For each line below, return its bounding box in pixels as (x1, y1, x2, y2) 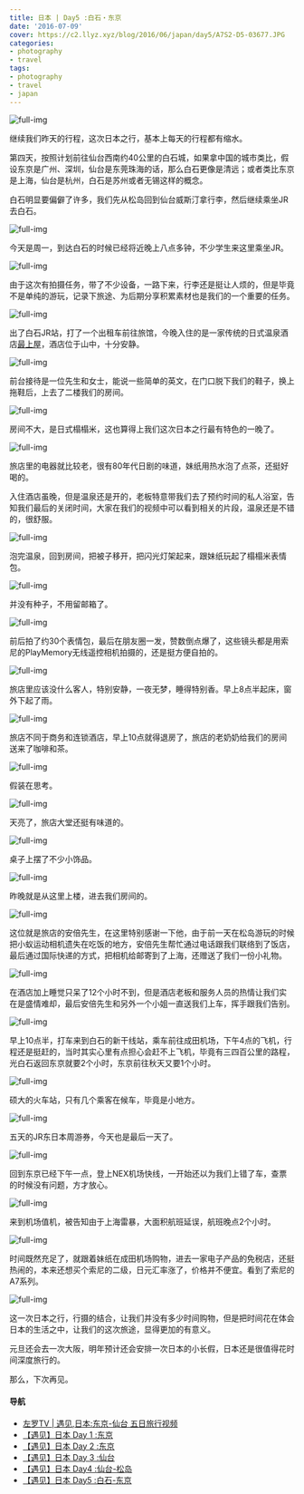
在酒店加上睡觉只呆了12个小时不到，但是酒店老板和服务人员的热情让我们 (9, 986, 280, 997)
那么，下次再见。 (9, 1373, 73, 1384)
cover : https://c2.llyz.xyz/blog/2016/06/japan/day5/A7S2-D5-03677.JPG (9, 30, 285, 39)
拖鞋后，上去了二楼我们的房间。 (9, 386, 128, 397)
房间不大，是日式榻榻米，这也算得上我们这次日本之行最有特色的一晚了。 (9, 423, 279, 434)
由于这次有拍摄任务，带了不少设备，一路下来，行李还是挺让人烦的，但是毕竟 (9, 278, 295, 290)
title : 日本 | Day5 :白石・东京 (9, 13, 122, 23)
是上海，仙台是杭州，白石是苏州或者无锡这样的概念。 (9, 174, 208, 186)
